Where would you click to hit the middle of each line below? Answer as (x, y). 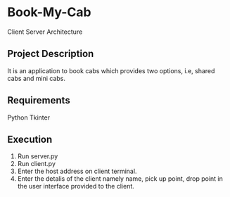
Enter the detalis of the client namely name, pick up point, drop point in (120, 179)
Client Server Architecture (45, 32)
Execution (30, 139)
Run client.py (37, 164)
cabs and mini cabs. (36, 78)
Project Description (51, 54)
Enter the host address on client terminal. (77, 171)
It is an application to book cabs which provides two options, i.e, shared (111, 70)
